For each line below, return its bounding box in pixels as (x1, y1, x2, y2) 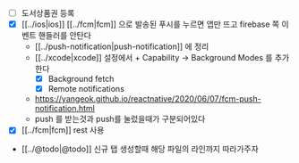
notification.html (34, 103, 95, 114)
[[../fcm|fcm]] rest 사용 (21, 125, 105, 135)
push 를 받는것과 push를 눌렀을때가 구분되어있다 (34, 114, 206, 125)
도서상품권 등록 (21, 8, 75, 18)
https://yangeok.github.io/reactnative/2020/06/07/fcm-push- (34, 94, 261, 104)
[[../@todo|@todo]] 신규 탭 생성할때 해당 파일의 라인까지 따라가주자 (21, 143, 259, 154)
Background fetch (47, 74, 115, 85)
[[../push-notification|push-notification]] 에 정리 (34, 41, 209, 52)
